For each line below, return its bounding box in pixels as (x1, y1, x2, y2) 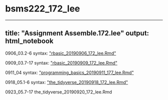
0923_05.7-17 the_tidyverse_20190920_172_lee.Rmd (5, 88, 112, 95)
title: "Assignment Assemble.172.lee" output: (5, 29, 149, 37)
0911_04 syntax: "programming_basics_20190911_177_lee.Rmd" (5, 69, 134, 75)
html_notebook (5, 37, 53, 45)
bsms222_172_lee (5, 3, 80, 14)
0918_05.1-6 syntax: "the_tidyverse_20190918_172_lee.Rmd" (5, 79, 128, 85)
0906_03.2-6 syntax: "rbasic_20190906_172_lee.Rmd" (5, 50, 116, 56)
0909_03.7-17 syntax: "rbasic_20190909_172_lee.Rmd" (5, 59, 117, 65)
